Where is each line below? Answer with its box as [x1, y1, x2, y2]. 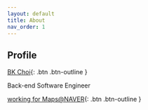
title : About [7, 17, 46, 24]
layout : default [7, 10, 55, 18]
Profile [7, 49, 37, 61]
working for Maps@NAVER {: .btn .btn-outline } [7, 95, 142, 104]
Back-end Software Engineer [7, 81, 91, 90]
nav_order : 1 [7, 23, 46, 30]
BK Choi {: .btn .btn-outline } [7, 68, 88, 76]
